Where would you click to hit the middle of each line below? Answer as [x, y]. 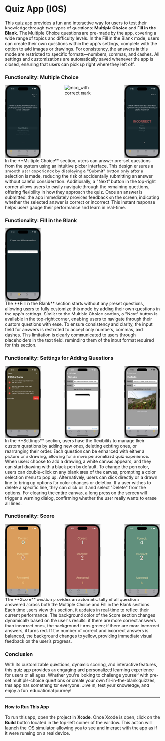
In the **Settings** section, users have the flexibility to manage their [75, 441]
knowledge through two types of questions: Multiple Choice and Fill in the [81, 28]
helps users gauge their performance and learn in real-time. [66, 208]
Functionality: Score [30, 516]
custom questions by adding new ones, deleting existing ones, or [71, 446]
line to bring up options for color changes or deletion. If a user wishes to [78, 483]
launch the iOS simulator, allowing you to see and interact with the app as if [81, 728]
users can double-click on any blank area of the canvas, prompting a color [81, 472]
